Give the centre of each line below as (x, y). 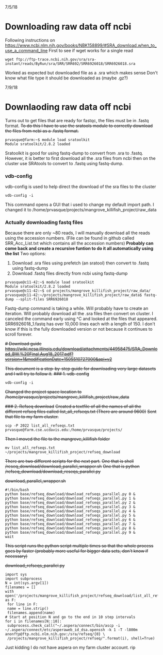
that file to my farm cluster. (32, 417)
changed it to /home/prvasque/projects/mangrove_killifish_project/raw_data (81, 210)
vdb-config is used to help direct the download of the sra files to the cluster (81, 187)
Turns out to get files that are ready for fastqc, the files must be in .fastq (77, 120)
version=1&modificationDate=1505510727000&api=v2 (59, 359)
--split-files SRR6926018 (42, 299)
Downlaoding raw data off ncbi (68, 107)
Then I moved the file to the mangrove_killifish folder (57, 439)
